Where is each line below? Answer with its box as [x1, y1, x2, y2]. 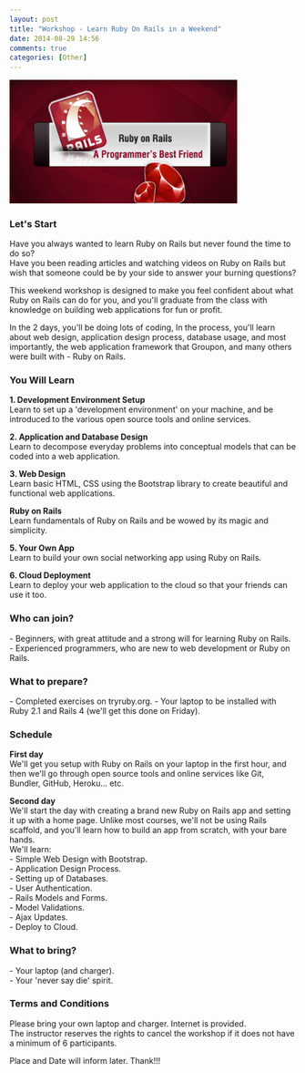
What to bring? [9, 944, 77, 957]
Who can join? [9, 612, 75, 624]
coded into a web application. [9, 451, 121, 462]
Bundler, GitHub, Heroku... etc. [9, 778, 125, 789]
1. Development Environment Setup [9, 395, 146, 406]
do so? [9, 248, 35, 259]
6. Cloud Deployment [9, 570, 91, 581]
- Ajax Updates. [9, 912, 68, 923]
